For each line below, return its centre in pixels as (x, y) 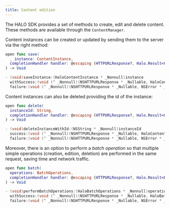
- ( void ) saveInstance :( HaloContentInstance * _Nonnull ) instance (74, 77)
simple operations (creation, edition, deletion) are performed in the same (81, 153)
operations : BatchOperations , (41, 173)
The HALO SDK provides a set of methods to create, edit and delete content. (85, 24)
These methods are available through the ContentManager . (65, 30)
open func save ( (22, 54)
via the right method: (27, 45)
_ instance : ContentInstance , (41, 59)
